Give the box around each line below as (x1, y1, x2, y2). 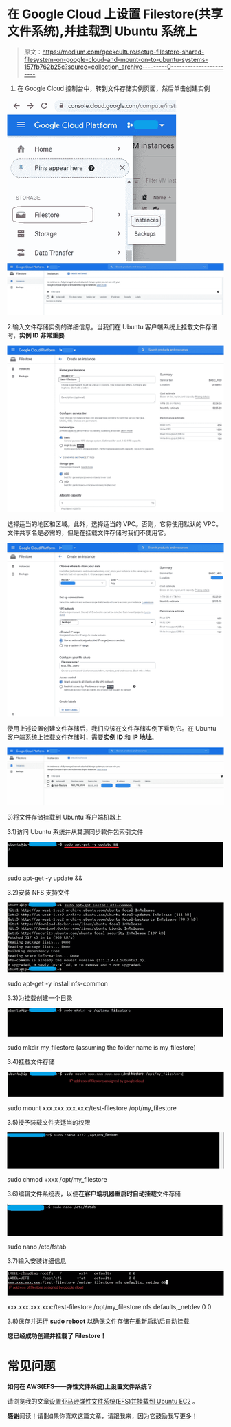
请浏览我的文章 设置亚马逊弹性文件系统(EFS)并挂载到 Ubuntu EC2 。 (7, 1397, 199, 1405)
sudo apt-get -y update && (7, 874, 83, 882)
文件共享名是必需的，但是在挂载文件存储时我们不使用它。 (7, 528, 170, 537)
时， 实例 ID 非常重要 (7, 331, 65, 340)
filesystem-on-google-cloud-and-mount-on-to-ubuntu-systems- (23, 55, 208, 63)
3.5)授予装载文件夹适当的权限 (7, 1118, 91, 1127)
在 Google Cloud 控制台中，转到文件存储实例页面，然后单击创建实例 (16, 84, 210, 92)
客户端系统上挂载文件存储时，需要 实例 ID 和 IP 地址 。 (7, 733, 158, 741)
